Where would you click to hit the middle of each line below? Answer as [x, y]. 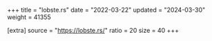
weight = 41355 [29, 17]
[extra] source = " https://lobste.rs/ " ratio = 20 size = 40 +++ [93, 30]
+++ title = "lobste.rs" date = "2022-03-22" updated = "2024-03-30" [106, 10]
